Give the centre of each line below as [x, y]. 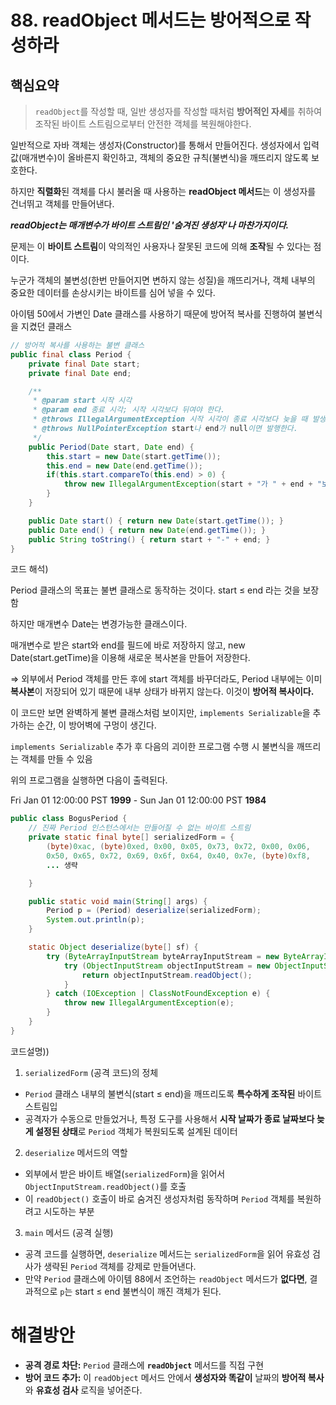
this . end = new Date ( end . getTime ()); [124, 466]
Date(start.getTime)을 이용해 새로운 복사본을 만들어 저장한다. [130, 658]
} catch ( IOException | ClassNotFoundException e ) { [158, 994]
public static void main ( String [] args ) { [118, 901]
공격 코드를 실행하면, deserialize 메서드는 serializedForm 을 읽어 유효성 [167, 1253]
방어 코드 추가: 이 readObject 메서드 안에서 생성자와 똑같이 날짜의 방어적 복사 [174, 1377]
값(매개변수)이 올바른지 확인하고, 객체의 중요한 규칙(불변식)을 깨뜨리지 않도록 [160, 157]
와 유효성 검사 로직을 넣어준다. [83, 1390]
